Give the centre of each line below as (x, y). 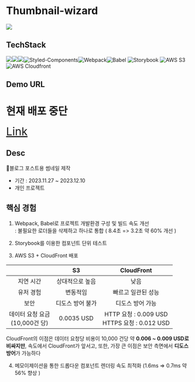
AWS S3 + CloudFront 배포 (46, 255)
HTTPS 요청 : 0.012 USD (136, 323)
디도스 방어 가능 (136, 303)
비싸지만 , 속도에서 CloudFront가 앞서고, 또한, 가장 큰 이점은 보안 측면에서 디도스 (97, 346)
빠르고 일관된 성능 (136, 292)
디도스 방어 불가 (76, 303)
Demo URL (25, 85)
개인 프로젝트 (30, 188)
